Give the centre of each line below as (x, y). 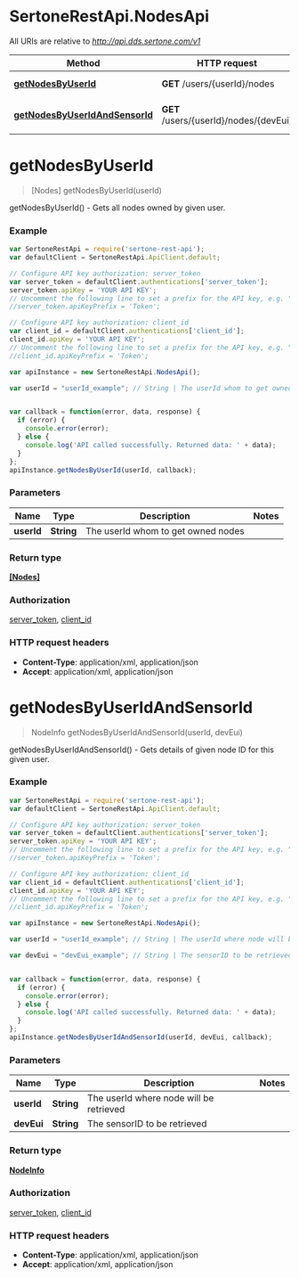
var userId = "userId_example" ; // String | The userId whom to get (139, 388)
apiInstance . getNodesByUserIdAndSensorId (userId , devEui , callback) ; (141, 1037)
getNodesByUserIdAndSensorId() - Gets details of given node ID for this (141, 750)
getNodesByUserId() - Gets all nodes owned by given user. (117, 208)
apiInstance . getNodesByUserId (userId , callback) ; (103, 470)
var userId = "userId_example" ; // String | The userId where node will (147, 939)
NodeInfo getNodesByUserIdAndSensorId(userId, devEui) (137, 732)
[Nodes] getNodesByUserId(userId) (97, 190)
